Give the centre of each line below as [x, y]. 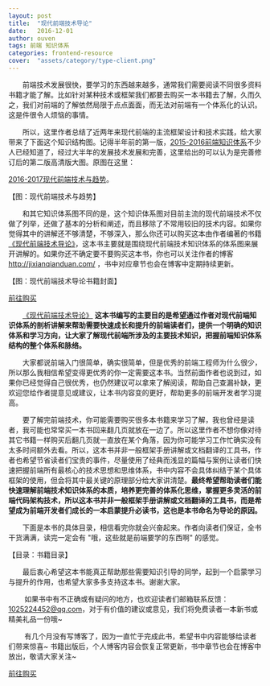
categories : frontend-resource [61, 53]
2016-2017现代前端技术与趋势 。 [61, 179]
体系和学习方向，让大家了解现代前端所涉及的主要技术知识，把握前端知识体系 [135, 335]
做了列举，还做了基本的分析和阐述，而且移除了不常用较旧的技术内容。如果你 [135, 223]
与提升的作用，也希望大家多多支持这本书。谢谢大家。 [96, 581]
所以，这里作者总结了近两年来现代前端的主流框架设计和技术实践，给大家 [142, 132]
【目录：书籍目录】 [40, 554]
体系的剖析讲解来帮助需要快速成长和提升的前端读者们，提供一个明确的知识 [138, 325]
